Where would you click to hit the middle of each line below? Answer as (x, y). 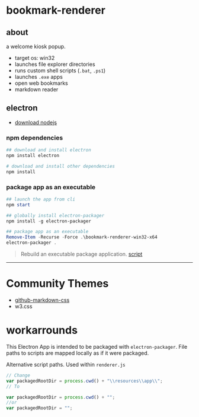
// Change (18, 375)
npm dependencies (35, 138)
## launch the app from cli (41, 199)
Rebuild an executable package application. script (81, 254)
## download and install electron (49, 150)
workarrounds (42, 330)
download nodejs (36, 122)
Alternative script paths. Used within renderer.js (66, 364)
